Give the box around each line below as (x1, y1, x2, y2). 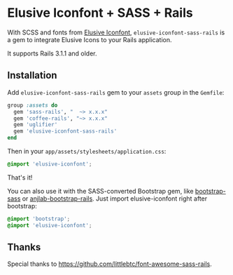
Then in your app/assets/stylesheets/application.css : (7, 147, 167, 155)
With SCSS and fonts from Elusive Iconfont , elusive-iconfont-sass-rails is (7, 28, 225, 36)
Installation (7, 69, 57, 81)
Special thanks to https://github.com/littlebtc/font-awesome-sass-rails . (7, 260, 212, 268)
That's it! (7, 173, 33, 182)
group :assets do (7, 102, 58, 109)
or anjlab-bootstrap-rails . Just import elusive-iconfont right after (22, 194, 208, 203)
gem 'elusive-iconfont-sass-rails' (13, 128, 118, 135)
